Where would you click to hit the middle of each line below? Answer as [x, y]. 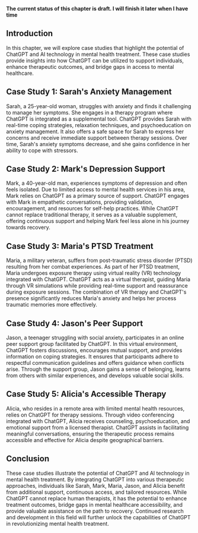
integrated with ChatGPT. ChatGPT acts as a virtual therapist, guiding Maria [98, 279]
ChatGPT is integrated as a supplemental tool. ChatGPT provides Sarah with [99, 119]
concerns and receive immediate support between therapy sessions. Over [97, 138]
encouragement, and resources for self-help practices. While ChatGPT [92, 209]
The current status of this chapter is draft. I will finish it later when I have [97, 9]
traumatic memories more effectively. [52, 305]
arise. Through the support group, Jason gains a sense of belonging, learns [98, 369]
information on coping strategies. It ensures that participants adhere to [92, 357]
